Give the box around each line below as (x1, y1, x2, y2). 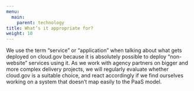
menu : (6, 8, 19, 15)
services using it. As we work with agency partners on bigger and (28, 60, 189, 67)
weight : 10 (6, 31, 33, 37)
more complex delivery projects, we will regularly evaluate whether (6, 66, 169, 73)
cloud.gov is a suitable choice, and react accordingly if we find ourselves (6, 72, 184, 79)
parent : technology (17, 19, 65, 25)
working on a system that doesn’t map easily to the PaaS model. (6, 78, 162, 86)
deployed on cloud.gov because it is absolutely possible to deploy (6, 53, 167, 60)
